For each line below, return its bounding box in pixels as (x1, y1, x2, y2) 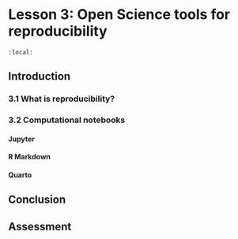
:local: (8, 48, 34, 56)
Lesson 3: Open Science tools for (8, 6, 231, 24)
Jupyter (8, 134, 36, 144)
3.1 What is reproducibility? (8, 93, 115, 104)
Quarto (8, 170, 32, 179)
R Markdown (8, 152, 51, 162)
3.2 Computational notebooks (8, 114, 126, 125)
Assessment (8, 219, 72, 233)
